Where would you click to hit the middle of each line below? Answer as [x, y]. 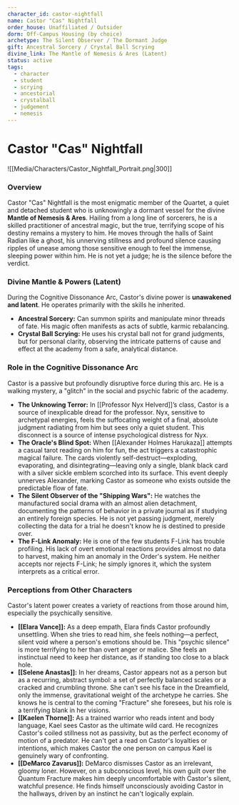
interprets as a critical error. [59, 571]
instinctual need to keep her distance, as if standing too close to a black [123, 657]
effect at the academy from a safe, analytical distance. [98, 349]
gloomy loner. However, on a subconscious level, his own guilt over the [122, 771]
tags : [15, 67]
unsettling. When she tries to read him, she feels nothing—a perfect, [118, 634]
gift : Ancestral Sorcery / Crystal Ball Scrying [81, 47]
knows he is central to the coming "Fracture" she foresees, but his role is [124, 702]
